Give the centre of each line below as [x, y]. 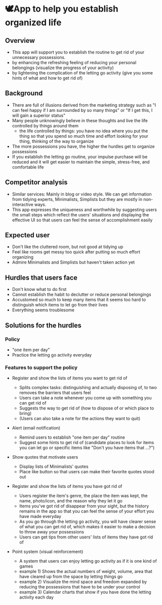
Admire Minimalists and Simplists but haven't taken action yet [73, 262]
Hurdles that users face [41, 277]
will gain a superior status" [39, 115]
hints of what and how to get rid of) [47, 78]
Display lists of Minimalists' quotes [54, 466]
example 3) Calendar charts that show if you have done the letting [85, 592]
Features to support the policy [41, 367]
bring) [25, 413]
